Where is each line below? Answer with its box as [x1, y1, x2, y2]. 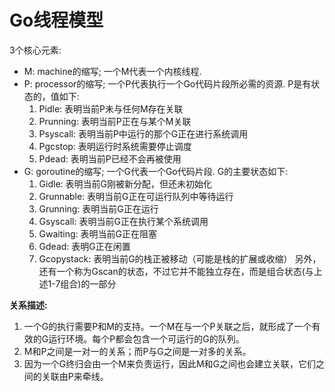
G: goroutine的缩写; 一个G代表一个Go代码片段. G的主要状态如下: [23, 165, 289, 177]
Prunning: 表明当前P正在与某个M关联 [38, 115, 192, 127]
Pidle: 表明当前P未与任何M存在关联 [38, 102, 184, 115]
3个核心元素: [9, 44, 62, 56]
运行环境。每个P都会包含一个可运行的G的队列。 [48, 332, 245, 345]
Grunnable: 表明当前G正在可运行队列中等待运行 [38, 190, 234, 202]
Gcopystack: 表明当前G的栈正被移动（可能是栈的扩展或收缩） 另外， [38, 252, 322, 265]
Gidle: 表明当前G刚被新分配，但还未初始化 [38, 177, 212, 190]
